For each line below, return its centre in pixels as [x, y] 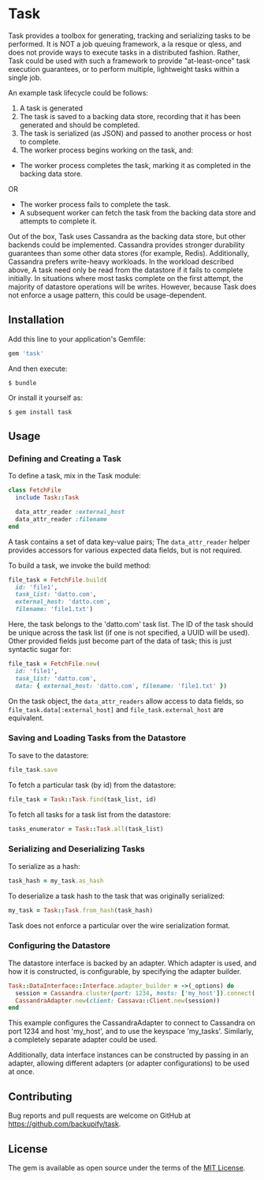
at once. [22, 1072]
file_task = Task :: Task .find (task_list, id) [82, 799]
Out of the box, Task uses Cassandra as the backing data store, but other [127, 236]
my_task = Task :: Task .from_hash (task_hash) [81, 910]
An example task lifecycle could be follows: [78, 92]
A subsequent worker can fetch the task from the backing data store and [138, 212]
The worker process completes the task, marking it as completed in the [135, 165]
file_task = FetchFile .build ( [58, 580]
